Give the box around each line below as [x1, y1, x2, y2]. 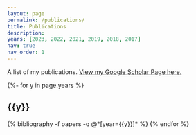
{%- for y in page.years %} [7, 81, 84, 89]
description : [7, 29, 45, 37]
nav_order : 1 [7, 49, 45, 56]
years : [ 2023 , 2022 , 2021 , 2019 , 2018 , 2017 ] [7, 36, 141, 43]
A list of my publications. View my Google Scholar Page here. [7, 67, 182, 76]
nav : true [7, 42, 36, 49]
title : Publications [7, 23, 67, 30]
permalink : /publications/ [7, 17, 85, 24]
